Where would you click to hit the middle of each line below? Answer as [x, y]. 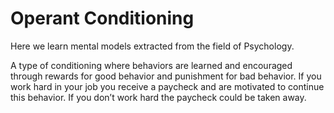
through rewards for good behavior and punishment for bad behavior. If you [166, 76]
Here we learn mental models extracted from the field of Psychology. [152, 46]
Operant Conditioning [102, 18]
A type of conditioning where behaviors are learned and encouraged [151, 65]
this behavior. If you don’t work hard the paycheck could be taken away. [158, 97]
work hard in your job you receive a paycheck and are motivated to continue [167, 86]
